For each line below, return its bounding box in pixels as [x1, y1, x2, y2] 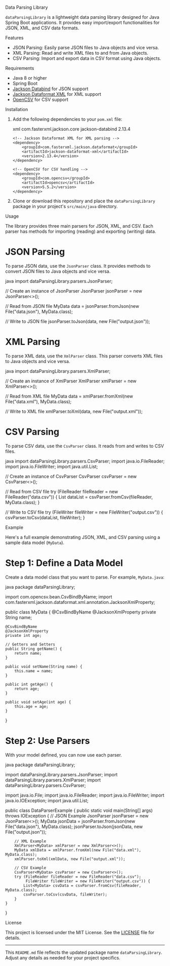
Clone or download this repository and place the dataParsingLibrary [12, 198, 155, 204]
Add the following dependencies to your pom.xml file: [12, 116, 122, 122]
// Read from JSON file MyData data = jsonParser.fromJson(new [5, 303, 139, 309]
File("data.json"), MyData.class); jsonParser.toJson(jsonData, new [5, 824, 143, 830]
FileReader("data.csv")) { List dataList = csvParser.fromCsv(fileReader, [5, 494, 153, 500]
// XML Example [14, 839, 47, 844]
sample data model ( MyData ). [5, 540, 65, 546]
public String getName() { [5, 646, 62, 651]
